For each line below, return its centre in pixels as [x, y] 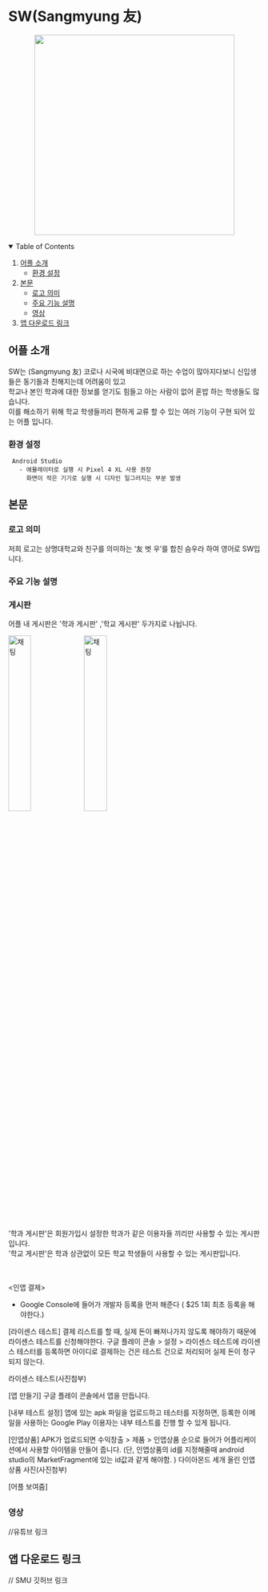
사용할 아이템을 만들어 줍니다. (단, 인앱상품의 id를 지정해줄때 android [137, 1449]
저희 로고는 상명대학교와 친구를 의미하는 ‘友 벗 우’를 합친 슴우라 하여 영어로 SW [131, 549]
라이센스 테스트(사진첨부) [47, 1378]
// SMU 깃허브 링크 [38, 1580]
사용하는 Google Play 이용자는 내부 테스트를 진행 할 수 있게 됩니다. [127, 1422]
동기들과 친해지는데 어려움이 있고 [74, 381]
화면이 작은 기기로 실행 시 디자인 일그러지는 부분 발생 [104, 478]
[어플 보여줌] [28, 1486]
